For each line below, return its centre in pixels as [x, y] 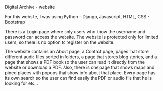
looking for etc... [22, 83]
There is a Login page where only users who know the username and [75, 31]
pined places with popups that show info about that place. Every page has [80, 73]
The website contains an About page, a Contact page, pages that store [77, 52]
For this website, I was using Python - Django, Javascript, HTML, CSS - [77, 17]
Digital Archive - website [30, 7]
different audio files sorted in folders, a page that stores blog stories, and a [81, 57]
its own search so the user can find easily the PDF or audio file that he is [78, 78]
